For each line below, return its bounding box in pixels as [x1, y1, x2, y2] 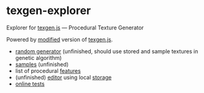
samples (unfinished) [15, 61, 69, 68]
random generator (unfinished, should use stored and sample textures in [15, 47, 198, 55]
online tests [15, 80, 45, 87]
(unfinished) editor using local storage [15, 73, 112, 81]
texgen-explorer [6, 4, 91, 18]
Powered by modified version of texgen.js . [6, 35, 113, 43]
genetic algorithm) [15, 54, 62, 61]
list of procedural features [15, 67, 81, 74]
